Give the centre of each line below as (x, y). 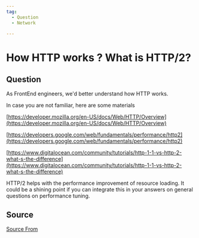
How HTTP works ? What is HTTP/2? (99, 58)
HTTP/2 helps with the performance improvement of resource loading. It (95, 183)
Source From (22, 229)
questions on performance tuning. (48, 196)
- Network (24, 23)
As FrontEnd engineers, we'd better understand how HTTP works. (87, 94)
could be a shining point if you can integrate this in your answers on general (99, 190)
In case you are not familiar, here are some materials (71, 106)
